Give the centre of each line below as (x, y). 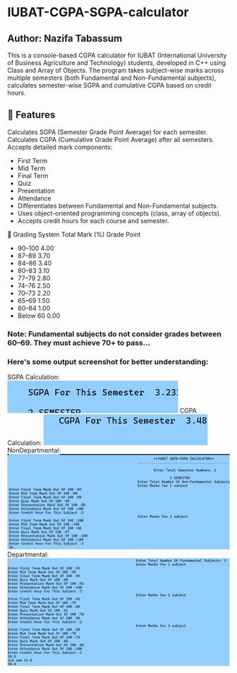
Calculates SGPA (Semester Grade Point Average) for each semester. (108, 132)
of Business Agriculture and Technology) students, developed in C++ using (117, 63)
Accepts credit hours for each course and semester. (93, 220)
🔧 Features (31, 115)
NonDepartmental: (34, 451)
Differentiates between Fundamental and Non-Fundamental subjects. (118, 206)
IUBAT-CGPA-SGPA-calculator (98, 12)
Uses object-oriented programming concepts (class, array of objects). (119, 213)
